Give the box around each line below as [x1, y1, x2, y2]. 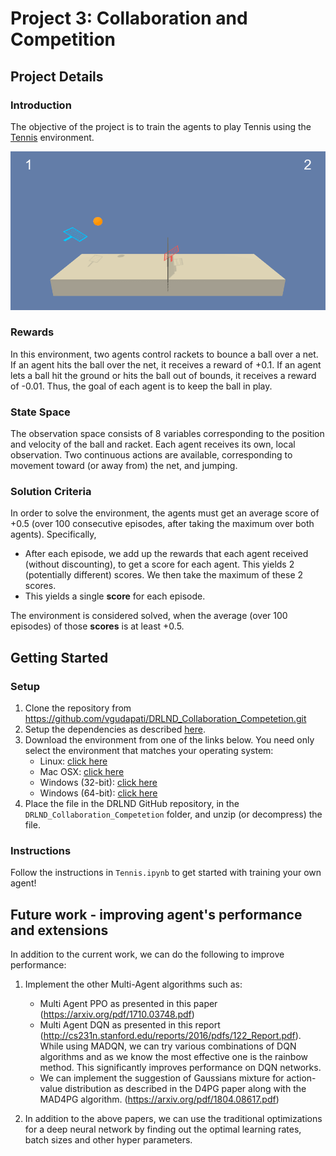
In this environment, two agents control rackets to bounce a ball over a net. [10, 348, 319, 360]
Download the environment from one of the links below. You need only [24, 734, 315, 746]
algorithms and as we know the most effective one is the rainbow [39, 1051, 309, 1063]
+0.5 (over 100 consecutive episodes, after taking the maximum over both [10, 518, 315, 530]
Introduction [10, 98, 72, 112]
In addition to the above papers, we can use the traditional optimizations [24, 1113, 323, 1125]
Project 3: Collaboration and [10, 7, 248, 30]
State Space [10, 405, 71, 419]
